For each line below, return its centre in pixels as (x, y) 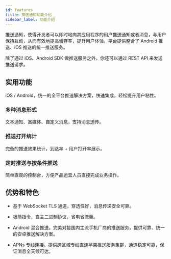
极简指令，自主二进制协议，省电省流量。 (55, 217)
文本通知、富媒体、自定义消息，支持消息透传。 (54, 122)
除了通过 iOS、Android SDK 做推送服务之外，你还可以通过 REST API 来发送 (84, 58)
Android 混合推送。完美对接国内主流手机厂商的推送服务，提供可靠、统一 (89, 227)
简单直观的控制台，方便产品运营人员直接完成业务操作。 (63, 175)
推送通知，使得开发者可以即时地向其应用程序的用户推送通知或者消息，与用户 (86, 35)
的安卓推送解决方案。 (35, 234)
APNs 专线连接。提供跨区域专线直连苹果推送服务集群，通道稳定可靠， (86, 245)
